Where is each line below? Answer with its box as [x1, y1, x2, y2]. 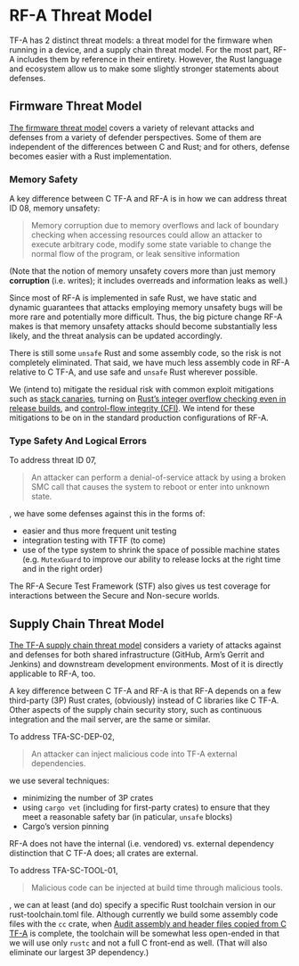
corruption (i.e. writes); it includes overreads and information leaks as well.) [9, 276, 288, 286]
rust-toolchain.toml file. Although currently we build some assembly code [9, 909, 279, 920]
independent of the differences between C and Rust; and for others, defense [9, 141, 290, 152]
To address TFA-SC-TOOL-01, [9, 865, 118, 876]
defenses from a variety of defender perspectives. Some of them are [9, 131, 262, 143]
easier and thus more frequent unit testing [21, 525, 177, 536]
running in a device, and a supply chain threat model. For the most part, [9, 44, 271, 54]
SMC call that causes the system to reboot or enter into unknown [30, 482, 270, 492]
